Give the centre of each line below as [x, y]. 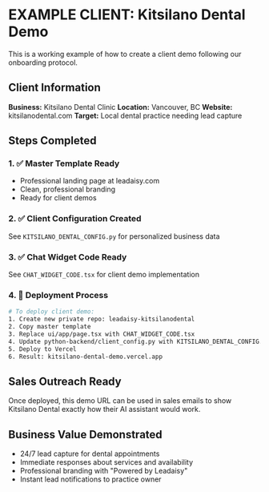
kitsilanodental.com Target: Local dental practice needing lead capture [125, 115]
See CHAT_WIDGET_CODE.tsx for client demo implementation [104, 275]
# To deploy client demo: [51, 312]
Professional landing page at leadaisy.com [90, 181]
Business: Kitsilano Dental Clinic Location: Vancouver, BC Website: [120, 107]
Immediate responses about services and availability [106, 462]
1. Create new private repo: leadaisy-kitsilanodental [102, 319]
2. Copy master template [50, 327]
